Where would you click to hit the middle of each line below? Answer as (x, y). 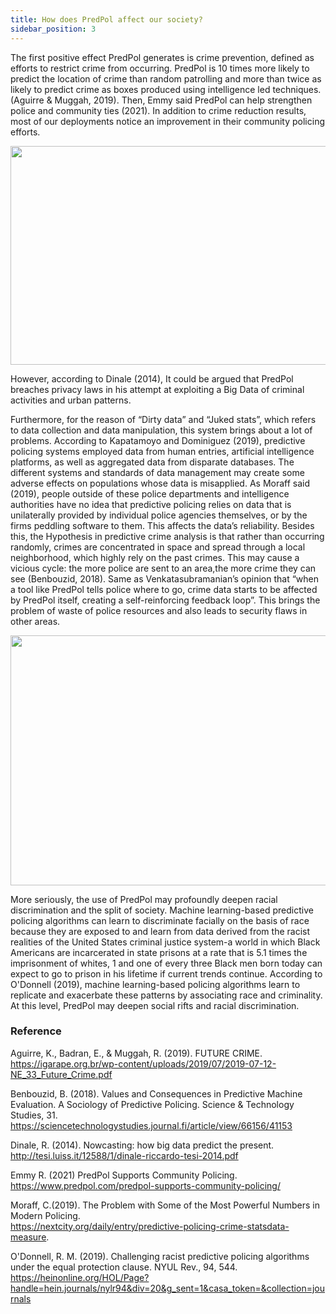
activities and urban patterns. (71, 400)
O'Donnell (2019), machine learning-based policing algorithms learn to (155, 984)
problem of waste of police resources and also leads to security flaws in (159, 610)
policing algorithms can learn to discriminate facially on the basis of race (160, 920)
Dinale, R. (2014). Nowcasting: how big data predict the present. (142, 1145)
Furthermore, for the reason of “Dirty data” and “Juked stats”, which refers (163, 419)
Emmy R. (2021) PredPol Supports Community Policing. (124, 1175)
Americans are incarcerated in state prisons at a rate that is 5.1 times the (159, 952)
